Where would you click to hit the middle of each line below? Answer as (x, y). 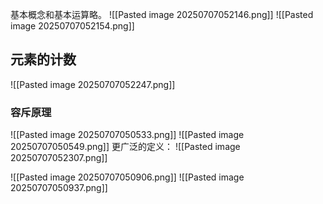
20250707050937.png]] (59, 188)
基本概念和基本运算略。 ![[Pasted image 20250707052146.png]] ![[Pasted (162, 14)
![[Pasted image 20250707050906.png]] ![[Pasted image (127, 177)
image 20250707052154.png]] (72, 26)
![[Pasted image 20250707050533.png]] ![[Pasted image (127, 135)
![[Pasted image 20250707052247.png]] (93, 84)
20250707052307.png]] (59, 158)
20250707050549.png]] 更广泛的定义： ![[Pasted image (125, 147)
